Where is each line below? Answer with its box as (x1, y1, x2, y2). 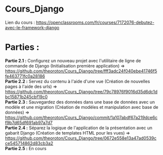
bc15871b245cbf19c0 (5, 94, 48, 100)
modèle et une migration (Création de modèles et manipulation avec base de (5, 104, 159, 110)
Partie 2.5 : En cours (5, 145, 47, 151)
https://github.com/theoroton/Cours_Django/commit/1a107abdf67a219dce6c (5, 114, 158, 120)
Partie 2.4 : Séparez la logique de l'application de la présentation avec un (5, 125, 152, 131)
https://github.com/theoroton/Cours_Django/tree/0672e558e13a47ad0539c (5, 135, 157, 141)
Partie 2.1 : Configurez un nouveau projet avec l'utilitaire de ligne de (5, 57, 141, 64)
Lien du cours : (5, 19, 35, 25)
